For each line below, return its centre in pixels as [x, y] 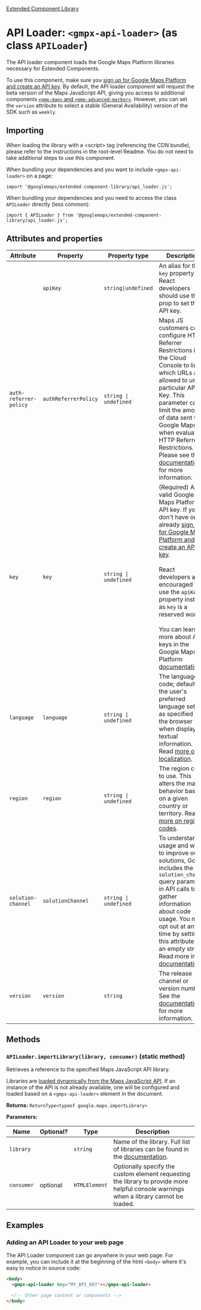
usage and [173, 845]
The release [175, 973]
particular [172, 387]
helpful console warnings [149, 1189]
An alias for [174, 266]
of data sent [175, 417]
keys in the [174, 644]
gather [168, 896]
